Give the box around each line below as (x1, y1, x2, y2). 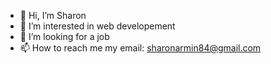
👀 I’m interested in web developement (19, 20, 176, 32)
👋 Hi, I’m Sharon (19, 10, 87, 21)
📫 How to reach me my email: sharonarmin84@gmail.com (19, 42, 262, 54)
